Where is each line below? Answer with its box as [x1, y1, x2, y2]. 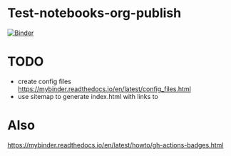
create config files [17, 77, 71, 85]
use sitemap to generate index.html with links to [17, 92, 158, 100]
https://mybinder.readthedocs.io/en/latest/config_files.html [17, 84, 191, 93]
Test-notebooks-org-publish [7, 5, 182, 21]
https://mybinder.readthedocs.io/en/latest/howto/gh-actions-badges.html [7, 140, 224, 149]
